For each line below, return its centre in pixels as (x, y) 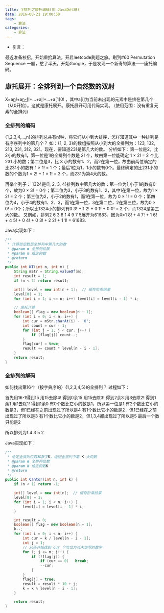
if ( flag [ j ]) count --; (54, 335)
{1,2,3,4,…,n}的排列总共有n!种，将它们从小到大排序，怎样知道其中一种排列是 (82, 137)
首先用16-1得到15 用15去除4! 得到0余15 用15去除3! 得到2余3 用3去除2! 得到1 (81, 398)
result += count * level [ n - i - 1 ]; (61, 348)
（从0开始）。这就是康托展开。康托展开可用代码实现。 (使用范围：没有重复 (80, 105)
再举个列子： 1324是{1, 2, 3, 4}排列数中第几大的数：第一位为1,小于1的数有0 (80, 184)
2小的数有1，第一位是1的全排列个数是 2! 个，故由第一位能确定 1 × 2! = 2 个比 (82, 155)
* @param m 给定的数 (27, 253)
